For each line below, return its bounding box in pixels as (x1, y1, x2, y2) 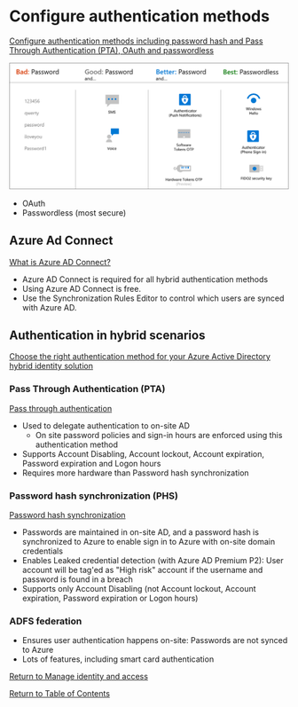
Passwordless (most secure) (21, 207, 127, 218)
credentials (21, 546, 64, 556)
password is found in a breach (21, 574, 133, 585)
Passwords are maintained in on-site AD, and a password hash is (21, 527, 260, 538)
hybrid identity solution (9, 361, 94, 372)
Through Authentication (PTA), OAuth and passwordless (9, 44, 215, 55)
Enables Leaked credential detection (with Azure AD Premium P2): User (21, 555, 284, 566)
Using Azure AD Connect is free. (21, 283, 142, 294)
